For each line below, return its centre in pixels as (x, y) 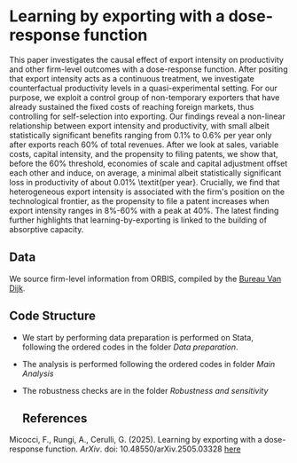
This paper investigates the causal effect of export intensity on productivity (146, 59)
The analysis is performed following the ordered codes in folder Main (148, 364)
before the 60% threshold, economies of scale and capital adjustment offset (148, 163)
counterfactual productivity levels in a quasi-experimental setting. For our (143, 88)
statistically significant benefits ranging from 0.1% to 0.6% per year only (141, 135)
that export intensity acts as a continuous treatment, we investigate (132, 78)
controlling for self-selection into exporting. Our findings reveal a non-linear (147, 116)
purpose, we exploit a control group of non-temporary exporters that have (145, 97)
